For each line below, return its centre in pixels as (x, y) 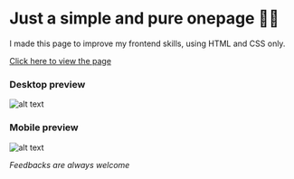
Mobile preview (44, 127)
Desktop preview (47, 84)
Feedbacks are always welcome (70, 165)
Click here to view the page (60, 61)
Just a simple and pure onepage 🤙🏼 (144, 19)
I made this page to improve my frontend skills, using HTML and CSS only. (147, 43)
